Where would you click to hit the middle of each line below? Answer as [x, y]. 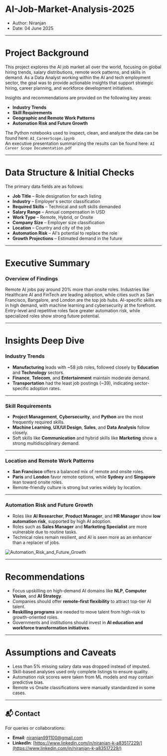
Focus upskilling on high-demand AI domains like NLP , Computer [79, 591]
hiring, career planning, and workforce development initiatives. [69, 88]
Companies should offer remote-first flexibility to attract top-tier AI [82, 601]
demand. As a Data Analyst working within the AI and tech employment [78, 77]
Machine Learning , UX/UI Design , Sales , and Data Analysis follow [81, 427]
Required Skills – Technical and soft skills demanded [66, 206]
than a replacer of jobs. [36, 542]
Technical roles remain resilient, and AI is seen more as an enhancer [82, 537]
